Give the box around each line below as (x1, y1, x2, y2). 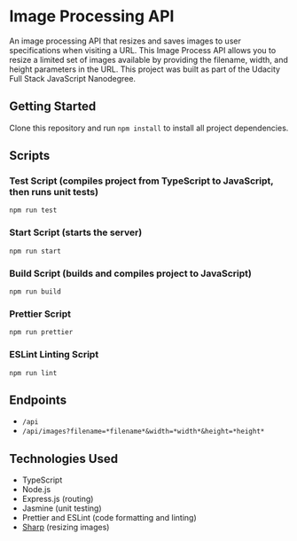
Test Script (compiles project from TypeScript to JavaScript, (9, 175, 274, 187)
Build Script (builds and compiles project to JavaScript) (9, 267, 253, 279)
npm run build (9, 287, 62, 296)
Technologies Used (9, 451, 118, 467)
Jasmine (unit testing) (21, 503, 102, 514)
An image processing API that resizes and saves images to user (9, 35, 241, 46)
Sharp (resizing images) (21, 521, 110, 533)
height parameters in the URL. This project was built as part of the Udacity (9, 64, 281, 74)
